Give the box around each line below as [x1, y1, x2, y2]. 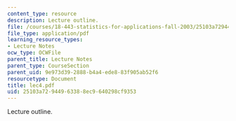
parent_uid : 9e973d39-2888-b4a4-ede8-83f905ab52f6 [7, 69, 159, 76]
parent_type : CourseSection [7, 62, 90, 69]
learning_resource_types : [7, 36, 83, 43]
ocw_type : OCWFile [7, 50, 61, 57]
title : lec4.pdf [7, 82, 55, 89]
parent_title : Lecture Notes [7, 56, 93, 63]
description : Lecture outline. [7, 17, 99, 24]
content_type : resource [7, 10, 77, 17]
